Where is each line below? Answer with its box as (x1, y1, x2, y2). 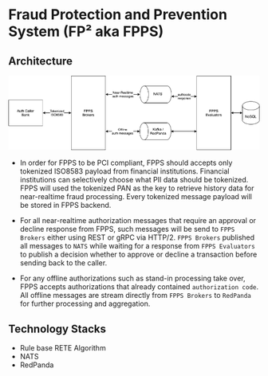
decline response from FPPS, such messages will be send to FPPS (19, 225, 235, 234)
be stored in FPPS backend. (19, 201, 112, 210)
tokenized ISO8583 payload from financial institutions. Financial (19, 166, 230, 176)
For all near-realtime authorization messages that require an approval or (19, 216, 257, 225)
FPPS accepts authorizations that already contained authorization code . (19, 282, 259, 292)
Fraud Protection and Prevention (8, 6, 227, 24)
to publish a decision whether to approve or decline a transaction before (19, 249, 258, 260)
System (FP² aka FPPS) (8, 22, 164, 41)
